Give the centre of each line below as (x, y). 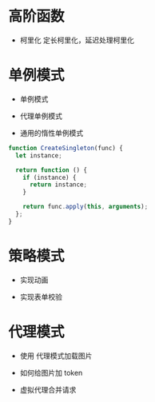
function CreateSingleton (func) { (66, 148)
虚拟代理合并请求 (48, 389)
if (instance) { (50, 177)
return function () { (52, 170)
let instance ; (39, 155)
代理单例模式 (41, 116)
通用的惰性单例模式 (52, 133)
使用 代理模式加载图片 (56, 356)
